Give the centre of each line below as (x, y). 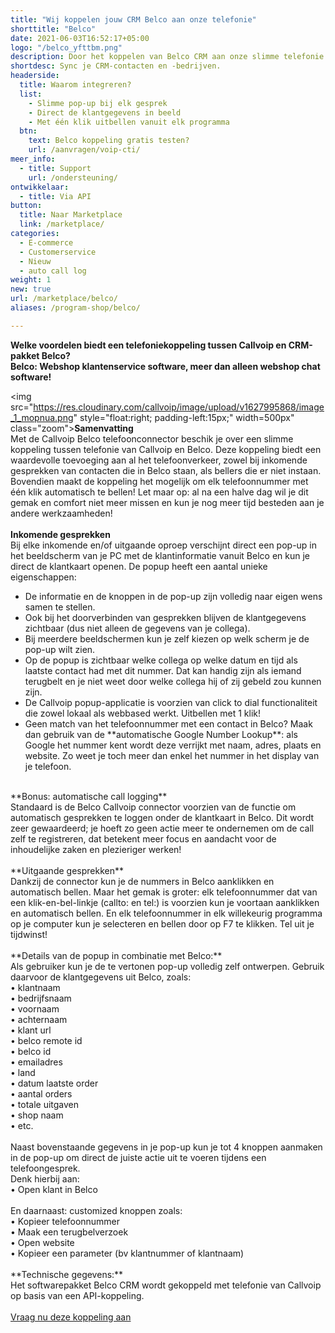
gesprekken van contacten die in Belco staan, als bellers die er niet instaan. (166, 470)
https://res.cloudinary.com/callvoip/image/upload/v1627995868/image (179, 407)
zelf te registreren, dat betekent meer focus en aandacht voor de (143, 838)
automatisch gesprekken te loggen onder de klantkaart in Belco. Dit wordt (162, 817)
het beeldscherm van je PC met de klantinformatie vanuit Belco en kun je (160, 555)
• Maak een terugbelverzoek (69, 1232)
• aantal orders (41, 1093)
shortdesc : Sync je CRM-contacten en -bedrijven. (116, 66)
